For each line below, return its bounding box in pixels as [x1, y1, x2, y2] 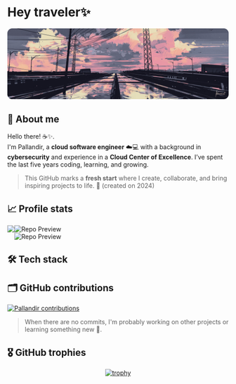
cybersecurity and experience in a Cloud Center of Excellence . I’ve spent [7, 153, 223, 162]
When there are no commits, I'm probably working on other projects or [24, 318, 229, 326]
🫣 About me [7, 113, 60, 125]
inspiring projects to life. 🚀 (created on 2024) [24, 181, 155, 190]
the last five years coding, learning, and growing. [7, 160, 149, 169]
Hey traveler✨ [7, 4, 91, 20]
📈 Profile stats [7, 203, 74, 215]
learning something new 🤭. [24, 325, 103, 334]
